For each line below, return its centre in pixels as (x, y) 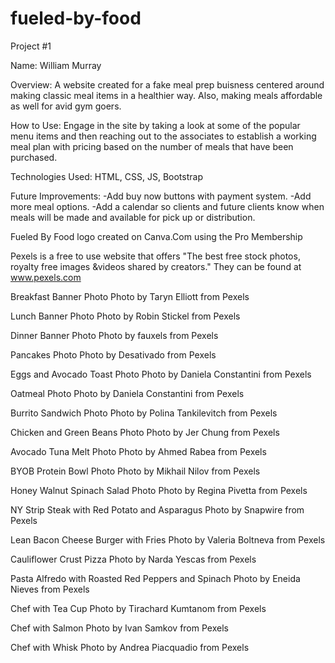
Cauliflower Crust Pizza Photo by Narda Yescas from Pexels (133, 559)
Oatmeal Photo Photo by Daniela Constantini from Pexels (127, 393)
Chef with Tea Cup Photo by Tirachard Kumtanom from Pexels (138, 608)
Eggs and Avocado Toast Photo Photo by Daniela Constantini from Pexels (161, 374)
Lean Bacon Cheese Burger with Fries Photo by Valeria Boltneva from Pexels (168, 539)
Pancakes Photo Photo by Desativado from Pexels (113, 354)
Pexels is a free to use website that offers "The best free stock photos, (155, 256)
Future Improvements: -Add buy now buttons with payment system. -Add (161, 196)
